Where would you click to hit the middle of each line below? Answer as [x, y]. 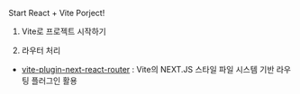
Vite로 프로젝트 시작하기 [64, 31]
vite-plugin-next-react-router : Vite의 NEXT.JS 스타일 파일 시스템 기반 [148, 69]
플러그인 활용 [54, 81]
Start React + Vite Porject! [57, 13]
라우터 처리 [41, 50]
